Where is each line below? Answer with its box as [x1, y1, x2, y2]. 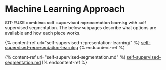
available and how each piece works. [5, 30, 81, 36]
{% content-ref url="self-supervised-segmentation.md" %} [5, 54, 126, 60]
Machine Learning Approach [5, 3, 125, 15]
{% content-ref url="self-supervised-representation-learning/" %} [5, 39, 140, 45]
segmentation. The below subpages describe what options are [29, 24, 157, 30]
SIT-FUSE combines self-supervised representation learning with [5, 20, 138, 25]
